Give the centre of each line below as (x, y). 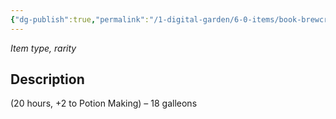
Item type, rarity (43, 48)
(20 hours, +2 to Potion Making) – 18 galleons (104, 103)
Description (47, 79)
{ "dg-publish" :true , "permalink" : (80, 19)
